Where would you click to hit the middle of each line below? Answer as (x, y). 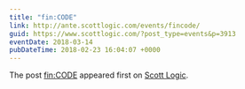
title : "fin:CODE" (43, 17)
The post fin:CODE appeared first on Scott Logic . (99, 75)
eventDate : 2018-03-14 (51, 42)
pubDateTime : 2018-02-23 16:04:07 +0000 (85, 50)
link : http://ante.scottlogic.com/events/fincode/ (105, 26)
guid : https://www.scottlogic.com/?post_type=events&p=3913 (123, 33)
